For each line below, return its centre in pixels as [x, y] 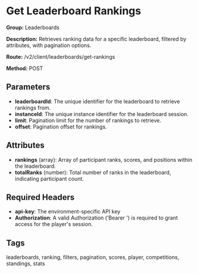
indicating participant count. [49, 178]
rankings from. [33, 108]
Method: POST [25, 68]
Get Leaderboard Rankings [74, 11]
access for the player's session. [54, 224]
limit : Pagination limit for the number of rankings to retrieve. [88, 120]
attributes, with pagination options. [49, 45]
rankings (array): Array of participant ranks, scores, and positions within [103, 159]
